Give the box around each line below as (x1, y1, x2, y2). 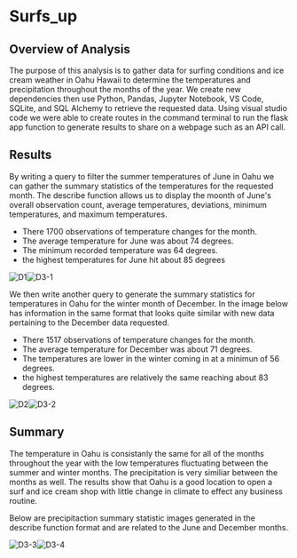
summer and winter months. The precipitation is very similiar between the (9, 466, 278, 477)
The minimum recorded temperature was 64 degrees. (21, 244, 219, 255)
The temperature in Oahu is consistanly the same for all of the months (9, 448, 264, 458)
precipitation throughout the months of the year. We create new (9, 84, 242, 94)
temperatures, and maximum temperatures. (9, 209, 168, 219)
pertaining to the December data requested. (9, 317, 170, 328)
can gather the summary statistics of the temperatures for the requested (9, 180, 274, 191)
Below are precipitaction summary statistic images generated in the (9, 513, 255, 523)
